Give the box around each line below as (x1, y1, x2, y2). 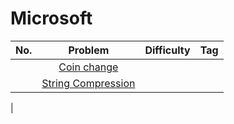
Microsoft (10, 7, 93, 30)
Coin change (58, 60, 119, 74)
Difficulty (144, 43, 191, 57)
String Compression (41, 76, 136, 90)
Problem (68, 43, 110, 57)
